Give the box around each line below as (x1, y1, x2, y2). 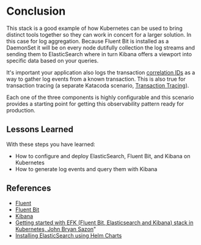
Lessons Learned (6, 124, 73, 135)
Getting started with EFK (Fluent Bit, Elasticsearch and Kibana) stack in (15, 219, 194, 226)
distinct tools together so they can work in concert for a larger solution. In (6, 31, 192, 38)
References (6, 183, 51, 194)
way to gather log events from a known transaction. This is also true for (6, 75, 186, 82)
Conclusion (6, 4, 66, 18)
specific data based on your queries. (6, 57, 99, 64)
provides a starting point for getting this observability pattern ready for (6, 100, 185, 108)
